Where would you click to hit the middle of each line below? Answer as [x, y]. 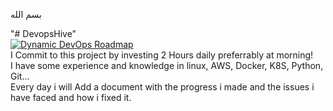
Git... [20, 76]
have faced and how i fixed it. [71, 97]
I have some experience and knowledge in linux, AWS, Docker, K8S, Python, [167, 65]
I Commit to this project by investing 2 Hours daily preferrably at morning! [162, 55]
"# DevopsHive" [43, 33]
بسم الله [26, 14]
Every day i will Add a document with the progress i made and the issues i [162, 87]
